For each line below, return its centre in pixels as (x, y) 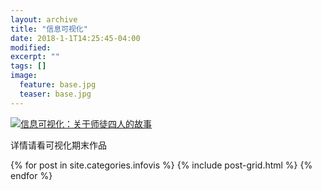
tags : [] (28, 66)
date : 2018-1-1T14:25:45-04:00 (75, 38)
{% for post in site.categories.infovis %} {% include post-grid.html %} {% (161, 165)
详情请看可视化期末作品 (58, 145)
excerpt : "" (35, 57)
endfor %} (31, 175)
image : (24, 76)
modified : (31, 47)
